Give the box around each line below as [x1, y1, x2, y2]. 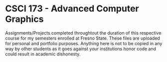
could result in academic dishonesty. [5, 51, 81, 57]
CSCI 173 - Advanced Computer [5, 3, 139, 14]
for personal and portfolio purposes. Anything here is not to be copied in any [5, 40, 163, 46]
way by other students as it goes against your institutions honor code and [5, 46, 156, 52]
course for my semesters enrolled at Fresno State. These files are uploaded [5, 35, 161, 41]
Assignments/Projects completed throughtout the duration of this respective [5, 30, 162, 36]
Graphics [5, 13, 44, 25]
